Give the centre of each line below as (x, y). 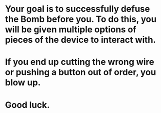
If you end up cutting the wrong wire (80, 62)
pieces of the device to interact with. (80, 40)
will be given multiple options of (71, 30)
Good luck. (27, 105)
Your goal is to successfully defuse (78, 9)
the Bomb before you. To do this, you (81, 19)
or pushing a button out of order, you (81, 73)
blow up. (23, 83)
